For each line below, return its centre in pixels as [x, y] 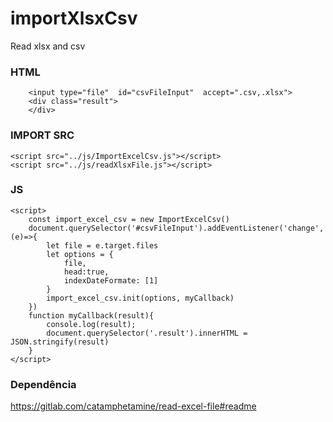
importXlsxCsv [74, 18]
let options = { [80, 254]
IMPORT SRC [42, 135]
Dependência [43, 384]
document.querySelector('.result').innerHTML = [147, 333]
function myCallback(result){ [91, 315]
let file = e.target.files [102, 245]
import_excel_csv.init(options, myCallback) [140, 298]
